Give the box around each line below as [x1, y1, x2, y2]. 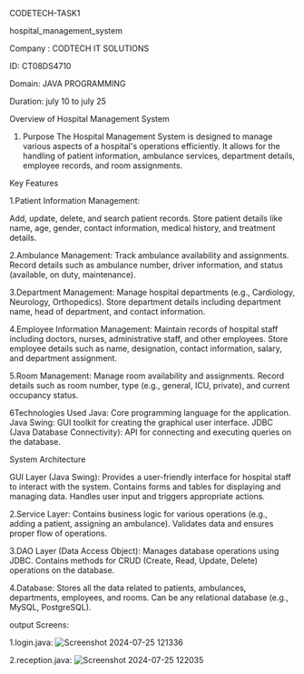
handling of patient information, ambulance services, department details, [22, 150, 295, 161]
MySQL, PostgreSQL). [9, 602, 92, 612]
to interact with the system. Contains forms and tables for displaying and [9, 481, 281, 492]
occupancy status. [9, 390, 79, 400]
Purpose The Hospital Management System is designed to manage [22, 131, 273, 142]
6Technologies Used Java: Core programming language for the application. [9, 407, 291, 417]
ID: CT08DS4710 [9, 61, 72, 71]
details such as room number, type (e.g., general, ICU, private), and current [9, 380, 290, 390]
